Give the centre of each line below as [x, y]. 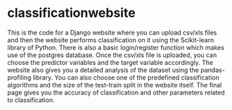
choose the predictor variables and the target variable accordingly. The [110, 62]
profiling [19, 77]
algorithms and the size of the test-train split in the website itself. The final [115, 85]
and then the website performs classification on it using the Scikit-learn [111, 39]
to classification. [31, 99]
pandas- [212, 70]
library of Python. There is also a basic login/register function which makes [116, 47]
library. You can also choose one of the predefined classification [126, 77]
